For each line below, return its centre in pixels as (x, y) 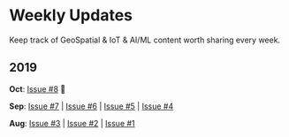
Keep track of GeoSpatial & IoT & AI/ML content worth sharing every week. (145, 40)
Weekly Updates (71, 15)
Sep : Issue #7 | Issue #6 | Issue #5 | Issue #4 (91, 106)
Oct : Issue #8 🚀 (38, 88)
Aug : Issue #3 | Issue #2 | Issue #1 (72, 123)
